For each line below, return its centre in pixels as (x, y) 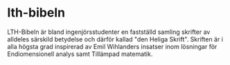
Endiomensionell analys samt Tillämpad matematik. (80, 54)
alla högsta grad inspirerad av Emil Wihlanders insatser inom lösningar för (112, 46)
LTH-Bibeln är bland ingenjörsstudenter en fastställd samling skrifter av (109, 32)
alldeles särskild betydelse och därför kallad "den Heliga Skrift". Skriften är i (115, 39)
